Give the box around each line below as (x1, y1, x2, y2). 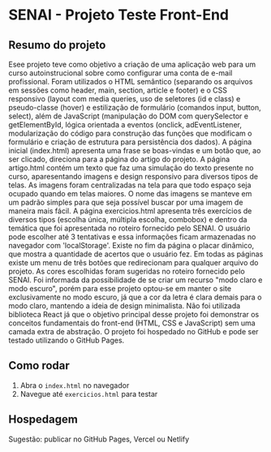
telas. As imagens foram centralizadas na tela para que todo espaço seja (8, 180, 252, 190)
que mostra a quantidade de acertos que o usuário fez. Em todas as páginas (8, 249, 264, 259)
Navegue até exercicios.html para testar (19, 389, 158, 398)
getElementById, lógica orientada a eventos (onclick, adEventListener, (8, 120, 242, 129)
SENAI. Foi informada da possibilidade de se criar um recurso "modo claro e (8, 275, 263, 285)
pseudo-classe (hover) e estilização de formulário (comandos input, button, (8, 103, 261, 112)
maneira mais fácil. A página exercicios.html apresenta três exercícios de (8, 206, 252, 216)
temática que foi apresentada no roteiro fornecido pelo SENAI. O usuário (8, 223, 251, 233)
